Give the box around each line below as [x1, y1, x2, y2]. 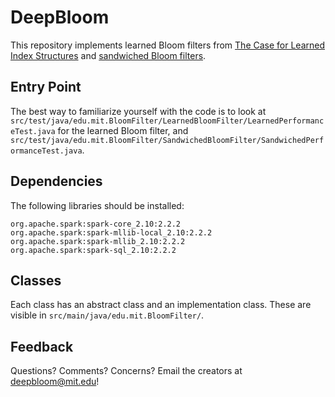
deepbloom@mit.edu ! [10, 376, 100, 388]
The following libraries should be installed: [10, 199, 185, 211]
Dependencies [10, 173, 103, 190]
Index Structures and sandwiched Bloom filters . [10, 49, 207, 61]
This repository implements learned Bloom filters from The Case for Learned [10, 39, 326, 51]
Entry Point [10, 79, 82, 96]
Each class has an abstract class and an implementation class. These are [10, 299, 312, 311]
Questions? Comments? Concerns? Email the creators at [10, 365, 243, 377]
